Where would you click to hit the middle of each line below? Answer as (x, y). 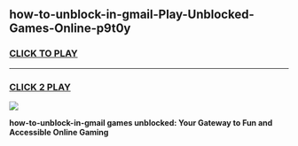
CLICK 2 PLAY (40, 87)
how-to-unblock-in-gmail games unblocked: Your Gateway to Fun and (141, 122)
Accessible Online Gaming (59, 132)
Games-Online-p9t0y (70, 29)
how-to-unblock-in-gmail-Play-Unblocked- (132, 15)
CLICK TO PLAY (43, 54)
